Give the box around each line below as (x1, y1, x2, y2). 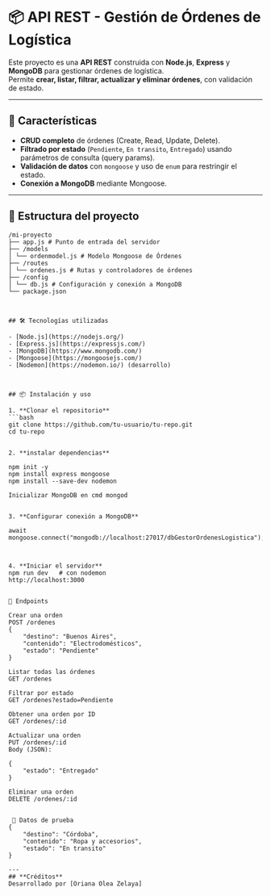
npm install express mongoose (8, 470, 110, 478)
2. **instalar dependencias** (8, 449, 110, 457)
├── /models (8, 245, 48, 253)
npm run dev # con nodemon (8, 568, 106, 577)
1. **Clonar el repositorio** (8, 406, 110, 414)
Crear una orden (8, 611, 63, 619)
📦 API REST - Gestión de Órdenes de (8, 8, 261, 27)
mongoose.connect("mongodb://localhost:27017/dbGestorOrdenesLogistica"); (8, 534, 265, 542)
